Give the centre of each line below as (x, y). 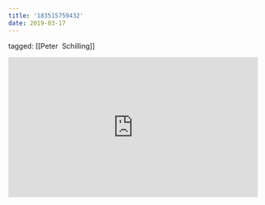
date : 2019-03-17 (37, 23)
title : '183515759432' (46, 16)
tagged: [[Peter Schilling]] (52, 45)
